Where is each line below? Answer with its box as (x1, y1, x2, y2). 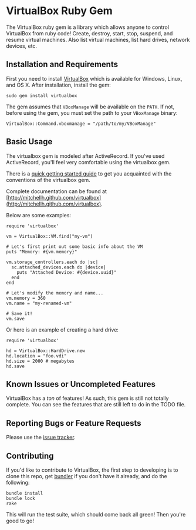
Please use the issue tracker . (6, 434, 76, 441)
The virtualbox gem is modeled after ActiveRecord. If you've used (6, 152, 165, 160)
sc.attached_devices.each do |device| (11, 264, 107, 270)
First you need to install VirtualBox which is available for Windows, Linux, (6, 75, 183, 82)
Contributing (6, 450, 54, 461)
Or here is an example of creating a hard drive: (6, 326, 119, 333)
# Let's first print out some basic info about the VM (6, 243, 143, 250)
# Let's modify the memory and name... (6, 290, 104, 296)
